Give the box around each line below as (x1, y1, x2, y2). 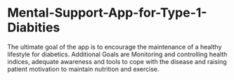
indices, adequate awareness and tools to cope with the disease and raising (7, 57, 227, 65)
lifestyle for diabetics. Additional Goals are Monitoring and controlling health (7, 50, 228, 58)
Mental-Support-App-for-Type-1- (7, 5, 207, 21)
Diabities (7, 19, 60, 35)
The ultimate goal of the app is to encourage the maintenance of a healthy (7, 42, 222, 51)
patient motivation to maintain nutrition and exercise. (7, 65, 160, 73)
